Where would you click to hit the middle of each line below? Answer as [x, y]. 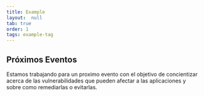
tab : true [19, 23]
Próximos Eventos [42, 60]
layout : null [25, 18]
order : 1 [18, 29]
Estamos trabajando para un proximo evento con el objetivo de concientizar [102, 74]
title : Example [26, 12]
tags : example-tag [30, 35]
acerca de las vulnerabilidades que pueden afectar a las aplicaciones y [96, 81]
